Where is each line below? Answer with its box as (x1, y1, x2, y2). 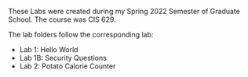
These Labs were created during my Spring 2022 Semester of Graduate (8, 7, 241, 16)
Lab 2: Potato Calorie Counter (19, 61, 116, 71)
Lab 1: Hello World (19, 45, 78, 54)
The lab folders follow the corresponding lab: (8, 30, 154, 39)
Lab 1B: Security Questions (19, 54, 108, 62)
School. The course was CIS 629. (8, 15, 116, 24)
